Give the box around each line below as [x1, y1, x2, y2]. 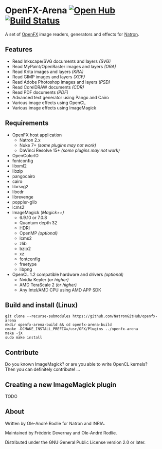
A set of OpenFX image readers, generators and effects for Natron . [5, 31, 140, 37]
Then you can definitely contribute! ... [5, 366, 80, 372]
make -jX [5, 331, 23, 336]
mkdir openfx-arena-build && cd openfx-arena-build [5, 323, 112, 327]
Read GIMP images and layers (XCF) [12, 73, 85, 80]
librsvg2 [12, 183, 29, 189]
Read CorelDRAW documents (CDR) [12, 84, 84, 90]
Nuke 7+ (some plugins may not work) [19, 142, 96, 148]
